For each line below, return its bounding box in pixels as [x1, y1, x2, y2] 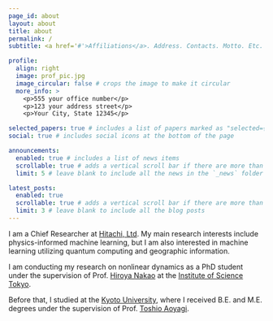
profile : [8, 57, 38, 65]
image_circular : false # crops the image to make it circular [15, 79, 231, 88]
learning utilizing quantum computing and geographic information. [8, 245, 230, 256]
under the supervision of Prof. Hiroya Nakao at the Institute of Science [8, 270, 244, 280]
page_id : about [8, 11, 60, 20]
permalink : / [8, 34, 53, 43]
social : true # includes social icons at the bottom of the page [8, 132, 234, 141]
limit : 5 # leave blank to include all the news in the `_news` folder [15, 169, 264, 177]
